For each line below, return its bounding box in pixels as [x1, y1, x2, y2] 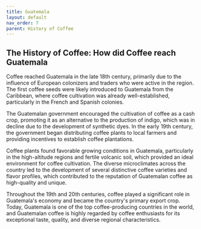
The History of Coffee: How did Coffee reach [6, 47, 176, 58]
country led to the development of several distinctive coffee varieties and [6, 166, 187, 174]
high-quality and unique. [6, 179, 67, 186]
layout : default [6, 14, 47, 20]
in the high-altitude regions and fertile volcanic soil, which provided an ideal [6, 153, 194, 161]
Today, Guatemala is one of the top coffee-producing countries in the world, [6, 203, 194, 210]
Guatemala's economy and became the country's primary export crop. [6, 197, 181, 204]
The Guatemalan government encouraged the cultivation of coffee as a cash [6, 110, 195, 117]
